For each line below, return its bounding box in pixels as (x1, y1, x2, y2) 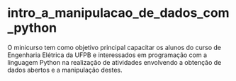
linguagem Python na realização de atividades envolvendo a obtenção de (7, 58, 222, 66)
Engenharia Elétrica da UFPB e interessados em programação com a (7, 51, 208, 59)
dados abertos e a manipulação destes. (7, 66, 123, 74)
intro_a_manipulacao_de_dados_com (7, 5, 230, 21)
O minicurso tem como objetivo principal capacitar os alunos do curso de (7, 43, 222, 51)
